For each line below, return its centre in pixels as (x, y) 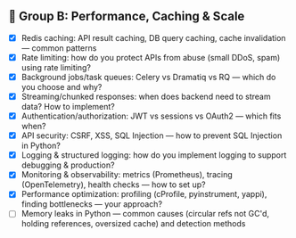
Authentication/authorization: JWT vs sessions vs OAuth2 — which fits (151, 116)
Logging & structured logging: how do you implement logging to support (154, 155)
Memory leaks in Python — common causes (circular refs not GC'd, (145, 214)
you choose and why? (62, 87)
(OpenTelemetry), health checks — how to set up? (113, 185)
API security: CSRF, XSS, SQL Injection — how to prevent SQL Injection (152, 135)
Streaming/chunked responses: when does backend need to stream (146, 96)
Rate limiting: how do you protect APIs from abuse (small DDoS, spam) (151, 57)
